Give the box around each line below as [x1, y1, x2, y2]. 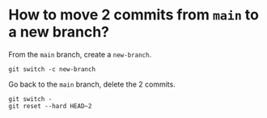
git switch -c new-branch [8, 65, 95, 74]
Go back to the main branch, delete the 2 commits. [8, 79, 176, 89]
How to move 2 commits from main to [8, 6, 260, 24]
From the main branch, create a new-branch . [8, 49, 152, 59]
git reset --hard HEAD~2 [8, 102, 92, 110]
